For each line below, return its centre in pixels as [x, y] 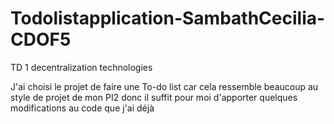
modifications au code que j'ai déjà [82, 108]
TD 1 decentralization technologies [81, 67]
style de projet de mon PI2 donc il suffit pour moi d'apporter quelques [154, 97]
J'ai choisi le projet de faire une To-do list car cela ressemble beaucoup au [164, 86]
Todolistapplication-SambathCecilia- [168, 18]
